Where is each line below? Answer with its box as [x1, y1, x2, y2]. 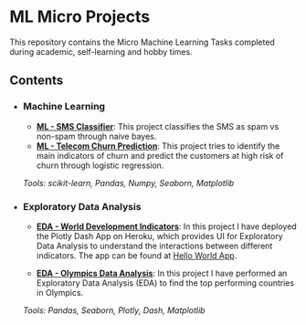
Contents [9, 73, 64, 89]
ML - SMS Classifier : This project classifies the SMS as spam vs [36, 121, 280, 131]
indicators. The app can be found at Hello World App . [36, 249, 237, 261]
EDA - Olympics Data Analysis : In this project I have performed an [36, 267, 288, 278]
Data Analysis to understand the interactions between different [36, 240, 273, 251]
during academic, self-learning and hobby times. [9, 46, 194, 57]
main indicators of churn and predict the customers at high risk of [36, 150, 284, 161]
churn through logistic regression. [36, 160, 164, 171]
